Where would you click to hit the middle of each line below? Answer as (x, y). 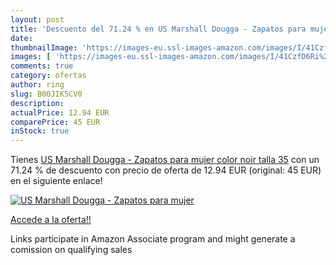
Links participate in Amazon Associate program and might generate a (153, 239)
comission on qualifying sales (71, 250)
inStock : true (40, 131)
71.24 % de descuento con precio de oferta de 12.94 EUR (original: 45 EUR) (166, 170)
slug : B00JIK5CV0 (46, 94)
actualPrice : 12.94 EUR (60, 112)
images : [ (31, 57)
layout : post (37, 19)
